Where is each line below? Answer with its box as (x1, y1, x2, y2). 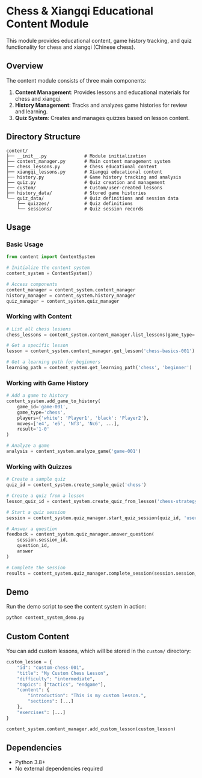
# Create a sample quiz (6, 476, 66, 482)
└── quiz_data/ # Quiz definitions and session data (6, 195, 179, 201)
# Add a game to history (6, 393, 69, 399)
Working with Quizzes (6, 463, 72, 471)
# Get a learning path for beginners (6, 359, 101, 365)
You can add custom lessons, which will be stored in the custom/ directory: (6, 647, 191, 655)
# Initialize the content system (6, 265, 90, 271)
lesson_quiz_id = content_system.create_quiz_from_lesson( (6, 498, 158, 504)
